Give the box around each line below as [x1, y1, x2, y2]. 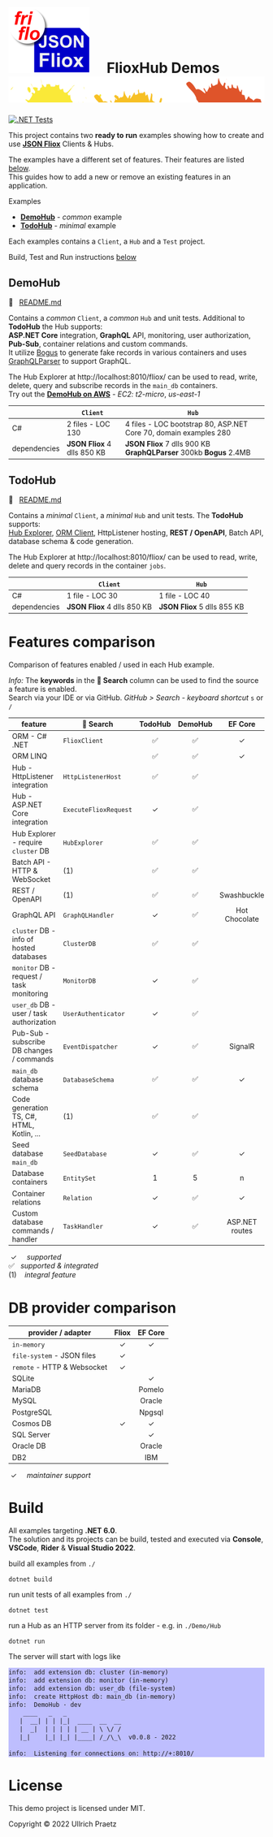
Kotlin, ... [11, 1128, 41, 1139]
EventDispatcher [63, 1043, 118, 1051]
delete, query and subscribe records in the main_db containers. [8, 381, 218, 391]
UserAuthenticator [63, 1010, 126, 1018]
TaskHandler [63, 1223, 104, 1231]
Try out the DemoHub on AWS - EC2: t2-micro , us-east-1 [8, 389, 201, 400]
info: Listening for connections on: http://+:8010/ [8, 1749, 195, 1758]
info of [11, 934, 34, 944]
